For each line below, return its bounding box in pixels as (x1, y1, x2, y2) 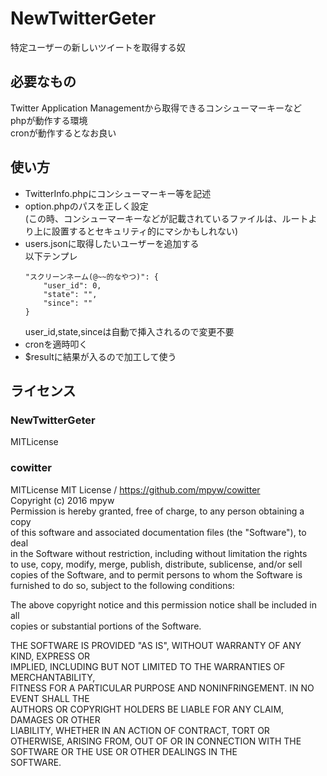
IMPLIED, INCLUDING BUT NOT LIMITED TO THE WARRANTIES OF (10, 660, 286, 672)
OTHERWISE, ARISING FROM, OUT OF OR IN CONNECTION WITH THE (10, 735, 302, 747)
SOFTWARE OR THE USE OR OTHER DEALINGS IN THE (10, 745, 238, 757)
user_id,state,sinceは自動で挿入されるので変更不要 (24, 325, 235, 337)
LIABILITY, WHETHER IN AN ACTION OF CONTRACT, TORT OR (10, 724, 270, 736)
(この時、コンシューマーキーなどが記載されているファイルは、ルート (24, 212, 309, 224)
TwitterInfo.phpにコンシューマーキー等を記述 (24, 187, 212, 199)
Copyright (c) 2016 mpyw (10, 494, 115, 506)
